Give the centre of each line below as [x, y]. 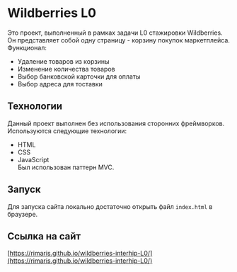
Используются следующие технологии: [67, 131]
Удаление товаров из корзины [63, 61]
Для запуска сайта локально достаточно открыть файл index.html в [110, 206]
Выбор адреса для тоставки [60, 84]
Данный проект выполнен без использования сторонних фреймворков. [116, 123]
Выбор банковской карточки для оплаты [79, 76]
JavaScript [33, 159]
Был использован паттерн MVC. [66, 167]
